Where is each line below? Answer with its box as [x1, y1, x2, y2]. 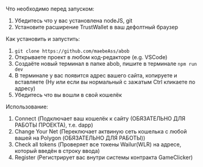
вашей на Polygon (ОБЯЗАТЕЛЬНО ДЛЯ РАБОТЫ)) [14, 134, 146, 141]
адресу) [14, 85, 36, 92]
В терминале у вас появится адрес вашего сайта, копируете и [14, 72, 177, 79]
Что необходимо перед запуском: [5, 5, 94, 12]
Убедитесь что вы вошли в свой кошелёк [14, 91, 123, 98]
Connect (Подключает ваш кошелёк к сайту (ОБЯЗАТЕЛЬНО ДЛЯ [14, 115, 185, 122]
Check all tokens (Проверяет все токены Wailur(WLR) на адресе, [14, 141, 182, 148]
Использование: [5, 103, 48, 110]
